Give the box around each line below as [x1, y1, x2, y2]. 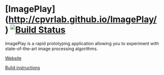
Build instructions [5, 65, 40, 71]
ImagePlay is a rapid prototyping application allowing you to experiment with [5, 40, 159, 46]
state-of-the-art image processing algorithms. [5, 46, 98, 51]
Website [5, 55, 22, 61]
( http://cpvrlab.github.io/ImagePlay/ [5, 14, 157, 25]
